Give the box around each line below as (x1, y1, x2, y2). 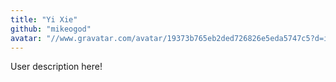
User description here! (10, 61, 103, 73)
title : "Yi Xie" (10, 14, 78, 25)
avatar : (10, 33, 43, 43)
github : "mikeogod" (10, 24, 92, 34)
